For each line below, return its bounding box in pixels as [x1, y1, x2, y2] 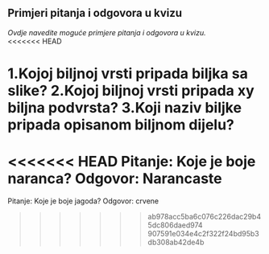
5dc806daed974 [147, 220, 203, 230]
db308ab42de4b [147, 237, 205, 247]
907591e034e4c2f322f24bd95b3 [147, 228, 259, 238]
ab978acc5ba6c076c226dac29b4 [147, 211, 262, 221]
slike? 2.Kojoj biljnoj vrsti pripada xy [7, 82, 255, 100]
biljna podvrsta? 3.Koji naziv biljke [7, 99, 242, 117]
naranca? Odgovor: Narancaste [7, 170, 222, 188]
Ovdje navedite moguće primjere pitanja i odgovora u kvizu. [7, 27, 206, 37]
